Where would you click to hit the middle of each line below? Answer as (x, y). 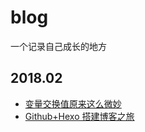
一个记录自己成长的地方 (58, 46)
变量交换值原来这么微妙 (73, 103)
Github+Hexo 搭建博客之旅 (79, 116)
